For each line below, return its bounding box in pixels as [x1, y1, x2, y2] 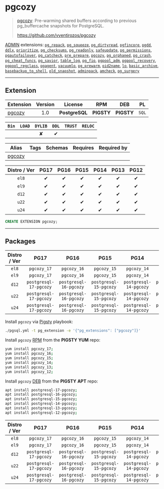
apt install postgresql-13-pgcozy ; [5, 406, 78, 411]
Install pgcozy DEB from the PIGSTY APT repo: [5, 378, 99, 384]
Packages [5, 237, 36, 246]
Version [36, 101, 55, 107]
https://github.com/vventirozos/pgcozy [17, 32, 96, 38]
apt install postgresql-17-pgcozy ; [5, 387, 78, 392]
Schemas [45, 144, 68, 151]
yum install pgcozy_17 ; [5, 346, 54, 352]
